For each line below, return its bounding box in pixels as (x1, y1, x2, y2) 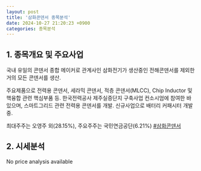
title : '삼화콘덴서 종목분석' (6, 14, 71, 20)
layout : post (6, 8, 39, 15)
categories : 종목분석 (6, 25, 56, 32)
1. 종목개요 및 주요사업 (6, 49, 84, 60)
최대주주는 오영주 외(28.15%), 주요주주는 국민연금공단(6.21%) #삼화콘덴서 (6, 122, 181, 129)
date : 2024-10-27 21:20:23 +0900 (6, 20, 91, 26)
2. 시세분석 (6, 141, 45, 152)
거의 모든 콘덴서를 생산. (6, 74, 62, 81)
